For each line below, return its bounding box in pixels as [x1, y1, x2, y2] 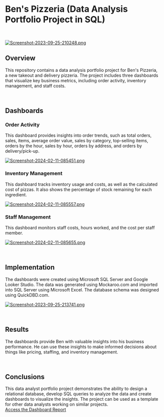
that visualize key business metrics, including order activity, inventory [5, 77, 146, 83]
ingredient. [5, 192, 27, 197]
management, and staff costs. [5, 83, 66, 89]
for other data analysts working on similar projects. [5, 401, 108, 407]
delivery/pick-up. [5, 148, 40, 154]
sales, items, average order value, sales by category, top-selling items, [5, 138, 149, 144]
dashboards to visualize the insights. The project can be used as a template [5, 396, 159, 402]
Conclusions [5, 373, 45, 381]
